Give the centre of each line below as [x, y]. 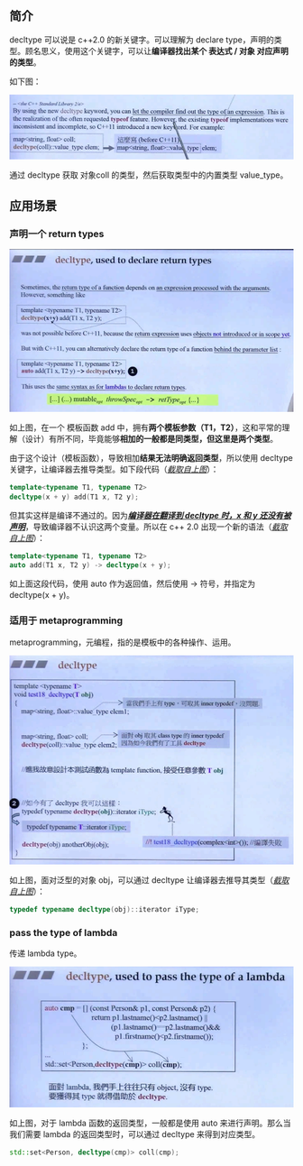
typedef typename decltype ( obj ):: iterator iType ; [105, 909]
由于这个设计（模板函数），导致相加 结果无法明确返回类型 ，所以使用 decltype [151, 457]
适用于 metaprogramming [66, 620]
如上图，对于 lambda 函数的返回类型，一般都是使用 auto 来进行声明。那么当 [150, 1123]
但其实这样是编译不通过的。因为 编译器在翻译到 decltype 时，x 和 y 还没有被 [150, 515]
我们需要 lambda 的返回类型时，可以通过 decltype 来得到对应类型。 [135, 1134]
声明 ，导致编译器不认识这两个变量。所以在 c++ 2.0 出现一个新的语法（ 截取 [149, 527]
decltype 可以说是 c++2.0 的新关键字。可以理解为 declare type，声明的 [142, 40]
